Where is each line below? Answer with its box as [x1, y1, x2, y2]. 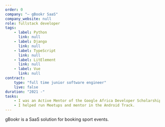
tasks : [5, 94, 19, 99]
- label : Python [14, 30, 48, 35]
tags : [5, 25, 16, 30]
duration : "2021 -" [5, 89, 45, 94]
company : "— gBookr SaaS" [5, 12, 58, 17]
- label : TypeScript [14, 48, 56, 53]
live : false [14, 84, 38, 90]
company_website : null [5, 16, 52, 21]
